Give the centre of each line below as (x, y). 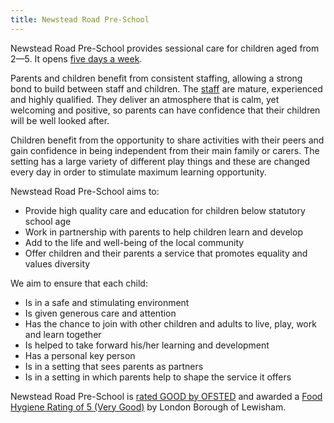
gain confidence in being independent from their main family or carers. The (165, 150)
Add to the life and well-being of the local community (134, 242)
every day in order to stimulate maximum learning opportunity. (138, 172)
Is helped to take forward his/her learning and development (147, 345)
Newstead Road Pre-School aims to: (85, 191)
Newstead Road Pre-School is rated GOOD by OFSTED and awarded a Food (166, 396)
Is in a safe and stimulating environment (107, 302)
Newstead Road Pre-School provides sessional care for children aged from (165, 48)
